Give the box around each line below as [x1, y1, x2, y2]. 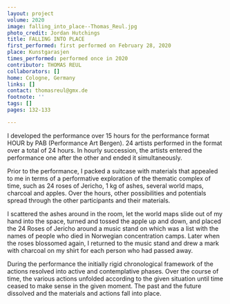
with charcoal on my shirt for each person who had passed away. [7, 246, 193, 254]
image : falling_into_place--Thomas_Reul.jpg [7, 23, 137, 30]
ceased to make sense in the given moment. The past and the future [7, 281, 202, 290]
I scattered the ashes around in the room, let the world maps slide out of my [7, 209, 223, 218]
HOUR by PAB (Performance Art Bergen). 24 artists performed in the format [7, 139, 222, 147]
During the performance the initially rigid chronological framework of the [7, 260, 214, 268]
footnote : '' [7, 94, 45, 101]
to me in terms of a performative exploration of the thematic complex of [7, 174, 211, 182]
